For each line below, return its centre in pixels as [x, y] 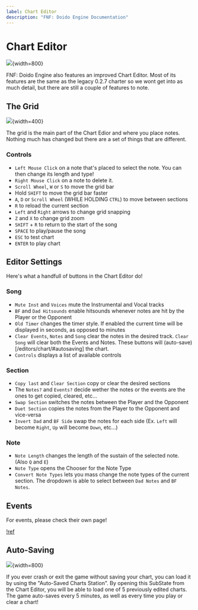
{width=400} [28, 122]
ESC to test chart [34, 237]
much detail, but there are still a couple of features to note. [78, 88]
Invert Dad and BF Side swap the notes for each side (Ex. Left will [96, 421]
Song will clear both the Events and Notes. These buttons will [89, 342]
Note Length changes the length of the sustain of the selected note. [97, 456]
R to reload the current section [52, 205]
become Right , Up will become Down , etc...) [66, 427]
